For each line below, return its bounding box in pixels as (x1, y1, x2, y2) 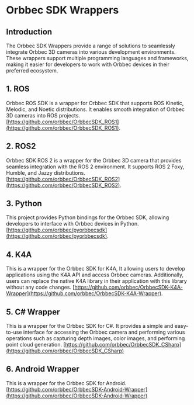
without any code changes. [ (6, 284, 75, 291)
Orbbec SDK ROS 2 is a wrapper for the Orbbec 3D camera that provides (6, 157, 182, 164)
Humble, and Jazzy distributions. (6, 169, 86, 176)
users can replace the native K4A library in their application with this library (6, 278, 187, 285)
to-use (6, 328, 22, 336)
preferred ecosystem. (6, 67, 58, 74)
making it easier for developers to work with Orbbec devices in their (6, 61, 169, 68)
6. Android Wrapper (6, 364, 80, 374)
